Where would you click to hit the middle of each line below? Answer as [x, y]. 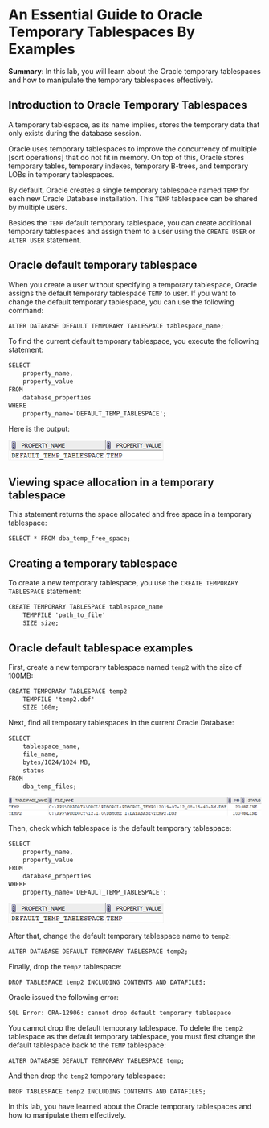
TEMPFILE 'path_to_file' [64, 615]
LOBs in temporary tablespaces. [61, 174]
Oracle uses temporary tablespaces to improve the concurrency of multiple [132, 149]
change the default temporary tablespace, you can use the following [121, 302]
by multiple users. [38, 207]
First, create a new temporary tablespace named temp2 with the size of [125, 667]
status [34, 771]
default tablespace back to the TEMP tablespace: [87, 1045]
